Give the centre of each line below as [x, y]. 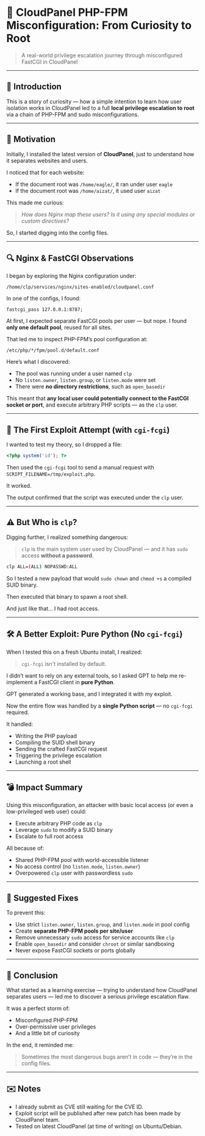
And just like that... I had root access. [53, 608]
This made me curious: [35, 202]
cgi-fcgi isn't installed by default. [64, 664]
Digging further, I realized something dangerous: [67, 537]
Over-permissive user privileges [56, 1027]
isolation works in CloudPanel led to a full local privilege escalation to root [100, 108]
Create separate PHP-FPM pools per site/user [74, 931]
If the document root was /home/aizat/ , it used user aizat [88, 190]
